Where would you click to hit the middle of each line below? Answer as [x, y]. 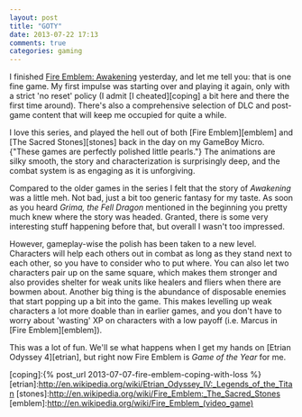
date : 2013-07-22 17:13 [54, 34]
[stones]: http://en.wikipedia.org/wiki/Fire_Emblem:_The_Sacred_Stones [149, 394]
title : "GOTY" [36, 26]
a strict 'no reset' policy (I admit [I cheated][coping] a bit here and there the [150, 96]
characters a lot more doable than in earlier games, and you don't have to [146, 311]
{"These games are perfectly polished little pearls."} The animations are [142, 152]
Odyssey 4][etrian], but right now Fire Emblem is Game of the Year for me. [148, 358]
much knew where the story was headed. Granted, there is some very [139, 217]
